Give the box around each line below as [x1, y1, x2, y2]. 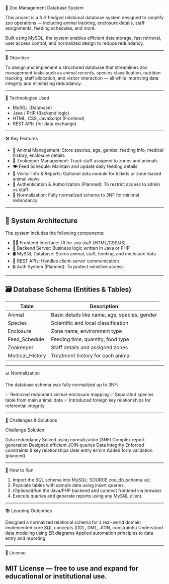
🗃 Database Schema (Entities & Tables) [5, 285, 132, 294]
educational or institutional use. [5, 572, 107, 580]
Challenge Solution [5, 427, 44, 433]
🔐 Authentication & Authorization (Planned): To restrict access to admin [12, 181, 160, 187]
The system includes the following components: [5, 230, 105, 236]
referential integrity [5, 403, 45, 409]
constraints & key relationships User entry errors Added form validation [5, 447, 153, 453]
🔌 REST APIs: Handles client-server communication [12, 258, 119, 264]
